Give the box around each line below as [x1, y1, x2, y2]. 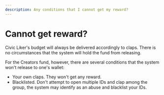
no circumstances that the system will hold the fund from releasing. [5, 49, 141, 55]
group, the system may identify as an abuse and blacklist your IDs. [12, 84, 147, 90]
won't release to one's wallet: [5, 64, 65, 70]
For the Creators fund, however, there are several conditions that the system [5, 59, 160, 65]
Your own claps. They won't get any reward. [12, 74, 102, 80]
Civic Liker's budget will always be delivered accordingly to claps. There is [5, 45, 156, 50]
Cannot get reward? [5, 28, 88, 39]
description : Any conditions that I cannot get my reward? [5, 7, 129, 12]
